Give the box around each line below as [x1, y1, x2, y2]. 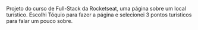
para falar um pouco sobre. [6, 18, 73, 24]
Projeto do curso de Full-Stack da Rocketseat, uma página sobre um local [6, 5, 186, 12]
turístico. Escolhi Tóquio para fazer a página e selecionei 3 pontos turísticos [6, 11, 192, 18]
